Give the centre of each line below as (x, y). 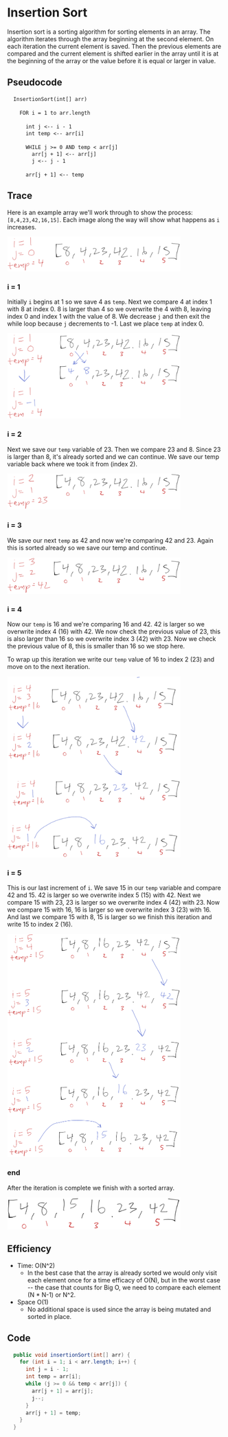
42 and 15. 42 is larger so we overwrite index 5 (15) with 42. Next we (104, 895)
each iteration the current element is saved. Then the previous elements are (114, 46)
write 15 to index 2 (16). (40, 925)
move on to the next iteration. (49, 666)
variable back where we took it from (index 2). (72, 464)
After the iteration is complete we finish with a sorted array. (91, 1188)
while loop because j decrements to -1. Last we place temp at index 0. (106, 324)
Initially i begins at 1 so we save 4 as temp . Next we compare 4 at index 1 (110, 302)
